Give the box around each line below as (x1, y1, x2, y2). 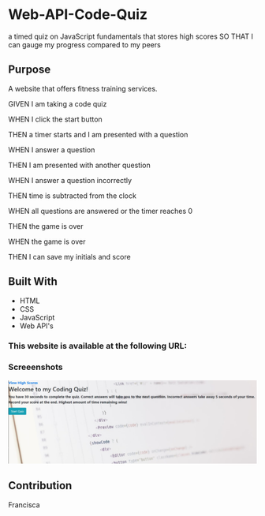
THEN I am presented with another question (8, 160, 151, 170)
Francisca (8, 499, 41, 510)
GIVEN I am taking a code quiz (8, 99, 107, 108)
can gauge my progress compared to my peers (8, 39, 162, 49)
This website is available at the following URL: (8, 341, 188, 352)
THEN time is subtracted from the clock (8, 191, 136, 200)
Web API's (19, 321, 54, 331)
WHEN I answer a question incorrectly (8, 175, 132, 185)
